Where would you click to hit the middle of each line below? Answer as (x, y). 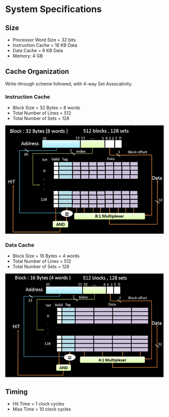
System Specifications (54, 9)
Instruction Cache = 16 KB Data (45, 45)
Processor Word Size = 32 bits (44, 40)
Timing (16, 392)
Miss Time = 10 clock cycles (42, 409)
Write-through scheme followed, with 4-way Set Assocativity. (69, 83)
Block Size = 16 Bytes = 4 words (46, 256)
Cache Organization (37, 72)
